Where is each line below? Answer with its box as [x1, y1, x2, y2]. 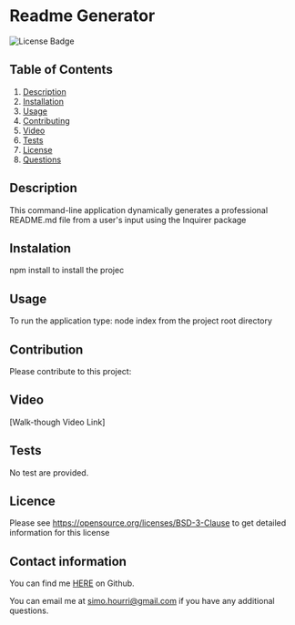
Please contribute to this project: [9, 366, 132, 376]
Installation [22, 96, 65, 107]
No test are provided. [9, 466, 89, 478]
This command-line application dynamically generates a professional [9, 204, 269, 215]
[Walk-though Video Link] [9, 416, 106, 427]
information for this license [9, 528, 110, 538]
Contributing [22, 115, 70, 126]
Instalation [9, 241, 71, 256]
